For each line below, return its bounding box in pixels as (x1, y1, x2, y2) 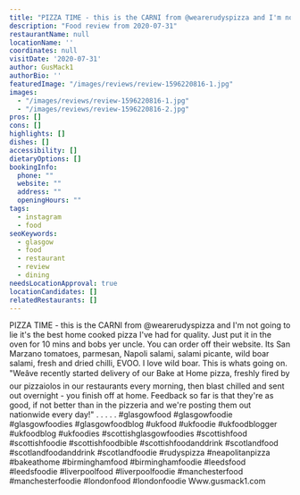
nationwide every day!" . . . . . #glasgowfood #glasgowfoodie (9, 409, 233, 420)
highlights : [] (9, 130, 66, 138)
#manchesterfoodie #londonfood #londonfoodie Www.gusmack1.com (9, 475, 266, 487)
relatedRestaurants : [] (9, 296, 98, 305)
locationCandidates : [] (9, 287, 98, 296)
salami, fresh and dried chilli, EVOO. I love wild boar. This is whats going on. (9, 358, 287, 369)
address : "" (17, 188, 62, 197)
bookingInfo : (9, 163, 58, 172)
